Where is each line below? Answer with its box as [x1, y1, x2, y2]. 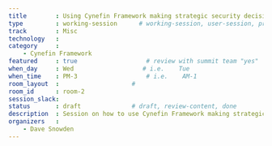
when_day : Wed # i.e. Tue [8, 65, 190, 73]
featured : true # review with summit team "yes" [8, 58, 259, 66]
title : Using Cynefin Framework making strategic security [8, 11, 241, 20]
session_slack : [8, 95, 60, 103]
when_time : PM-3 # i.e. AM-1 [8, 72, 198, 80]
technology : [8, 34, 60, 43]
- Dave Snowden [23, 125, 74, 133]
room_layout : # [8, 79, 136, 88]
